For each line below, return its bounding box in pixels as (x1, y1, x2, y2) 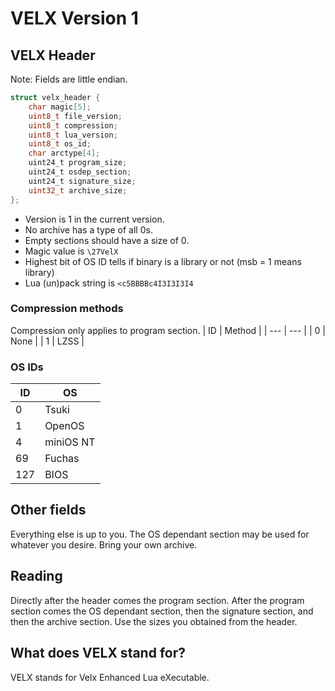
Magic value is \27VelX (24, 245, 119, 257)
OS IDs (10, 360, 44, 374)
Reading (10, 568, 63, 585)
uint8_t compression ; (28, 120, 118, 131)
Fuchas (44, 452, 80, 466)
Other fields (10, 502, 87, 519)
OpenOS (44, 419, 85, 433)
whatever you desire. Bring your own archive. (10, 538, 198, 551)
